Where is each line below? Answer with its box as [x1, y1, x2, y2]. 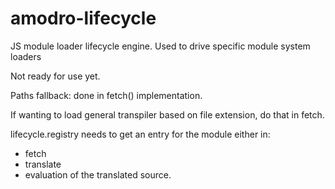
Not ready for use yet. [10, 70, 101, 82]
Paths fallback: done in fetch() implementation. [10, 89, 203, 101]
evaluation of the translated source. [24, 168, 172, 181]
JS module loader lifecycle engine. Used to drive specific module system [10, 40, 311, 52]
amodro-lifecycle [10, 7, 157, 30]
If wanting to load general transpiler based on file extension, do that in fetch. [10, 108, 325, 121]
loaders [10, 50, 42, 62]
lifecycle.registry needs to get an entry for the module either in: [10, 128, 271, 140]
